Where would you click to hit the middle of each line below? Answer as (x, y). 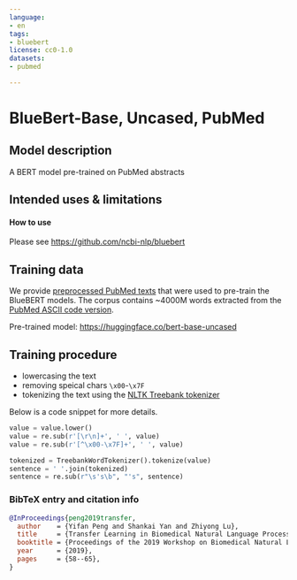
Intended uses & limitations (86, 200)
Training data (46, 269)
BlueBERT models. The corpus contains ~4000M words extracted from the (145, 301)
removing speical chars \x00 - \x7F (83, 385)
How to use (30, 222)
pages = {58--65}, (59, 559)
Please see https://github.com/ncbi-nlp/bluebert (97, 242)
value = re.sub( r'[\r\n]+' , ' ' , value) (85, 436)
